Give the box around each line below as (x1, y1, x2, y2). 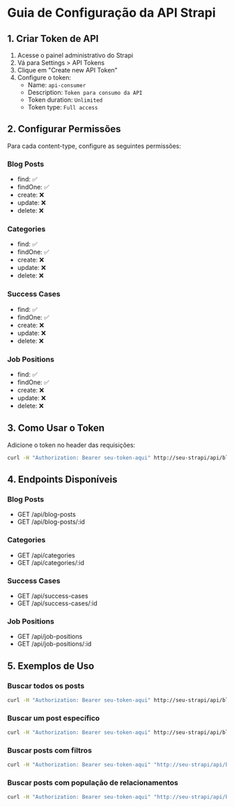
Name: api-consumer (27, 81, 86, 89)
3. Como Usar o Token (7, 422, 105, 434)
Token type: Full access (27, 103, 98, 111)
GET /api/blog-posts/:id (17, 518, 86, 526)
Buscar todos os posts (7, 681, 85, 691)
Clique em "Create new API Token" (17, 66, 118, 74)
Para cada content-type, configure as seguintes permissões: (7, 142, 182, 150)
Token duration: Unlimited (27, 96, 103, 104)
